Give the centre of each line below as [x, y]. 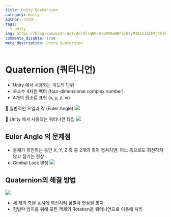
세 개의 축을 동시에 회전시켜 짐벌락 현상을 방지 [58, 203]
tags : [11, 24]
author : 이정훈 [20, 19]
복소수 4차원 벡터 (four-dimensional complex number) [68, 91]
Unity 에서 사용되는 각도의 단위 [44, 85]
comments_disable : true [31, 39]
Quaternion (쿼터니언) [51, 70]
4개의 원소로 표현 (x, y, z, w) [41, 98]
